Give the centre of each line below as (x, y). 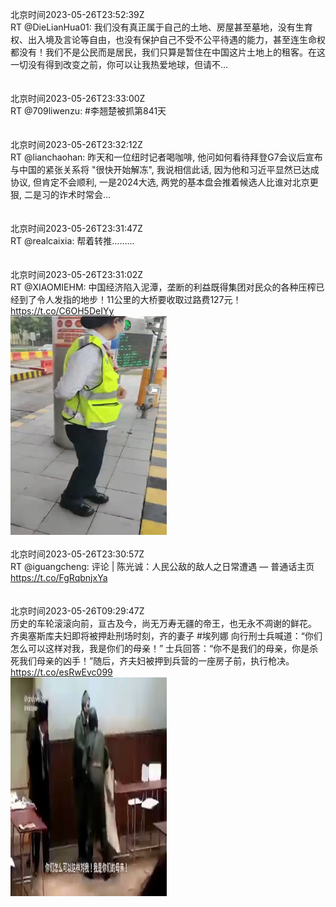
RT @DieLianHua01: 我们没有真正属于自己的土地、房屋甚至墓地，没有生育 (161, 27)
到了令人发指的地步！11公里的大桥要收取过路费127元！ (130, 299)
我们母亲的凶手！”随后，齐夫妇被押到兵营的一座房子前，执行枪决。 (156, 661)
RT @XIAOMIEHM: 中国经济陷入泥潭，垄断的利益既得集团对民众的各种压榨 (163, 287)
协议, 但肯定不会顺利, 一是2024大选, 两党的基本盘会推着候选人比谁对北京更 (164, 182)
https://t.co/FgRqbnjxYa (59, 577)
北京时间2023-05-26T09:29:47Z (77, 611)
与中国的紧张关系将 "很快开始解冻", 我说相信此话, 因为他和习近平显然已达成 (165, 169)
